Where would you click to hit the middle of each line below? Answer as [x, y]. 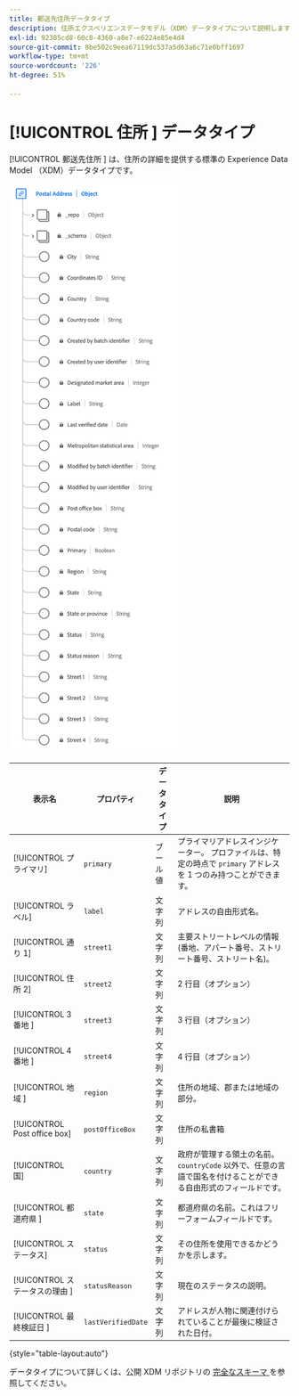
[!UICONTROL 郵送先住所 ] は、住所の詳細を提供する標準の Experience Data [149, 159]
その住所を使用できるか [221, 1244]
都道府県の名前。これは [221, 1207]
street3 [98, 1020]
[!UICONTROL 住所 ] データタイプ [132, 132]
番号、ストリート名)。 [233, 959]
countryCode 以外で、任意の [228, 1165]
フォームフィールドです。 [231, 1218]
